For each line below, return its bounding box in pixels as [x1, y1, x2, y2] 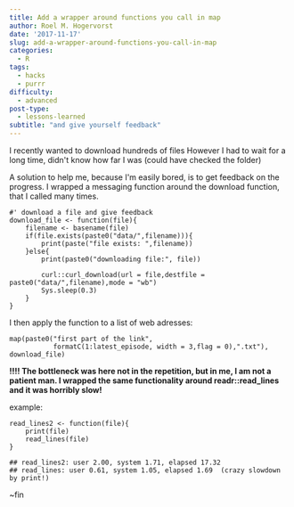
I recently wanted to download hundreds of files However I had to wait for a [9, 145, 287, 156]
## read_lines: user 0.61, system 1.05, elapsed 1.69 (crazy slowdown [9, 466, 281, 475]
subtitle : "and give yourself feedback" [9, 121, 162, 130]
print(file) [25, 427, 69, 436]
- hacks [17, 71, 46, 80]
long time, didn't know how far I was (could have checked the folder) [9, 155, 262, 165]
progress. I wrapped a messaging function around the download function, [9, 182, 281, 192]
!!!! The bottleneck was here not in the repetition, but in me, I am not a [9, 366, 272, 376]
